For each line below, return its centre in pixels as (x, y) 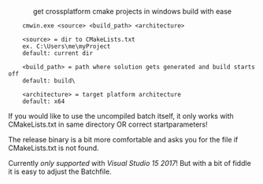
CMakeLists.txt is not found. (54, 148)
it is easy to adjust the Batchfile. (60, 171)
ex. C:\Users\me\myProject (67, 46)
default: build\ (49, 81)
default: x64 (44, 101)
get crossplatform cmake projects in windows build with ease (132, 11)
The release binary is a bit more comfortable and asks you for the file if (123, 140)
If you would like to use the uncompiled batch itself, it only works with (121, 116)
